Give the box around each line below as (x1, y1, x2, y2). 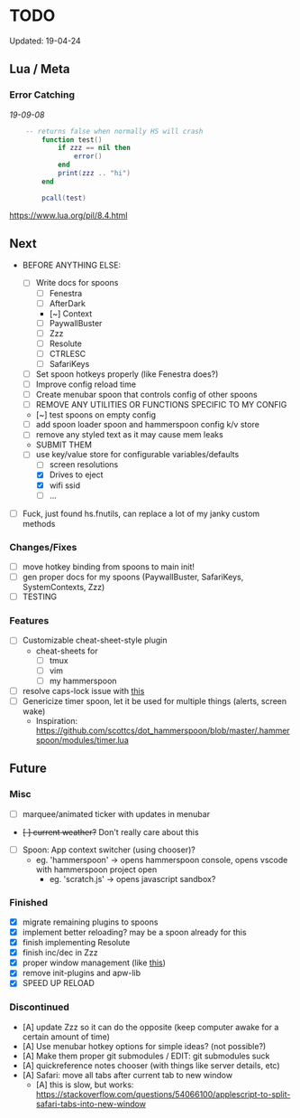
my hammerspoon (49, 675, 117, 686)
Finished (9, 896, 49, 908)
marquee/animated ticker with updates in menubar (22, 808, 210, 819)
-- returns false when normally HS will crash (25, 127, 204, 136)
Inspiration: (35, 715, 78, 726)
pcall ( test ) (41, 193, 87, 202)
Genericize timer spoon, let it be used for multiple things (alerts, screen (22, 695, 287, 706)
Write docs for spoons (35, 277, 119, 288)
